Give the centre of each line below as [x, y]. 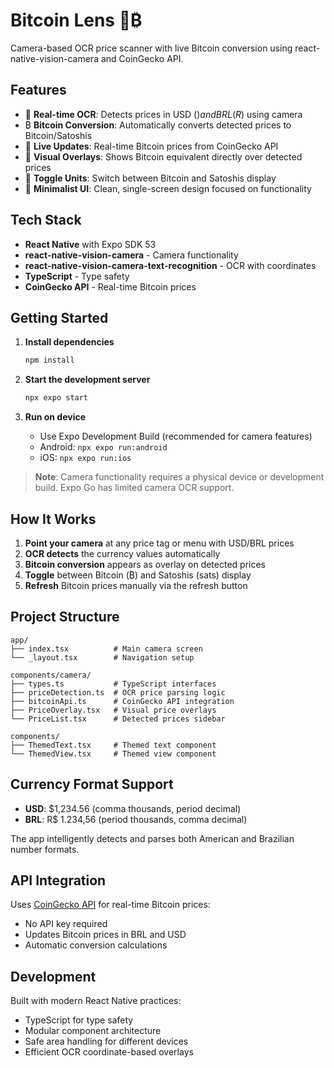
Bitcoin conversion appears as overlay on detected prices [145, 564]
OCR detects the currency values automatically [122, 553]
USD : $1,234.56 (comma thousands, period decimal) [133, 808]
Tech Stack [46, 220]
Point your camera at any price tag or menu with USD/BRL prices [159, 543]
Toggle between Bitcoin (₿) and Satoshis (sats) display [138, 575]
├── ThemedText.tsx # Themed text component [113, 745]
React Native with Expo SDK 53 [90, 244]
